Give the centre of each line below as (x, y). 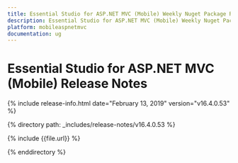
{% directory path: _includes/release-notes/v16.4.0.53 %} (91, 125)
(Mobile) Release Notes (77, 84)
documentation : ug (34, 34)
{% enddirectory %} (36, 152)
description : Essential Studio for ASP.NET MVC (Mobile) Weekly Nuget (114, 21)
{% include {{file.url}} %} (44, 138)
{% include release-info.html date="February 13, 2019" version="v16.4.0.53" (119, 103)
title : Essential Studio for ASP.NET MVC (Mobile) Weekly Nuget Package (117, 14)
